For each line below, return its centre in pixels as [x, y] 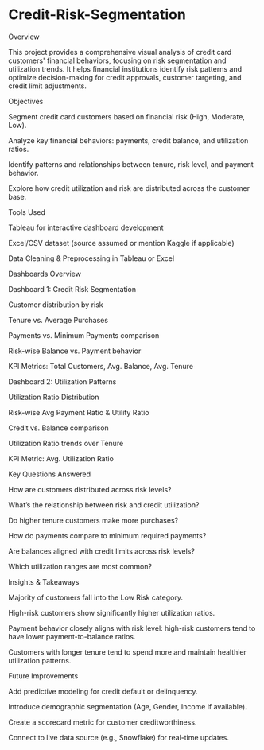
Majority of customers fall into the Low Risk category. [95, 597]
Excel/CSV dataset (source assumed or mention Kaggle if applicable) [121, 243]
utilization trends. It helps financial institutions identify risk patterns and [125, 68]
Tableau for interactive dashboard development [86, 227]
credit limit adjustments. [48, 86]
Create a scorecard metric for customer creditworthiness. [103, 722]
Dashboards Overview [45, 274]
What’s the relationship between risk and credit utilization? [104, 505]
